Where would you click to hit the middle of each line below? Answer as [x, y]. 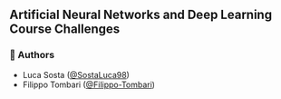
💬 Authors [32, 55]
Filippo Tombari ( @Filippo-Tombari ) [89, 84]
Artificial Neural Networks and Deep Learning [141, 15]
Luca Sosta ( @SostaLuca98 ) [76, 74]
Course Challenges [65, 30]
